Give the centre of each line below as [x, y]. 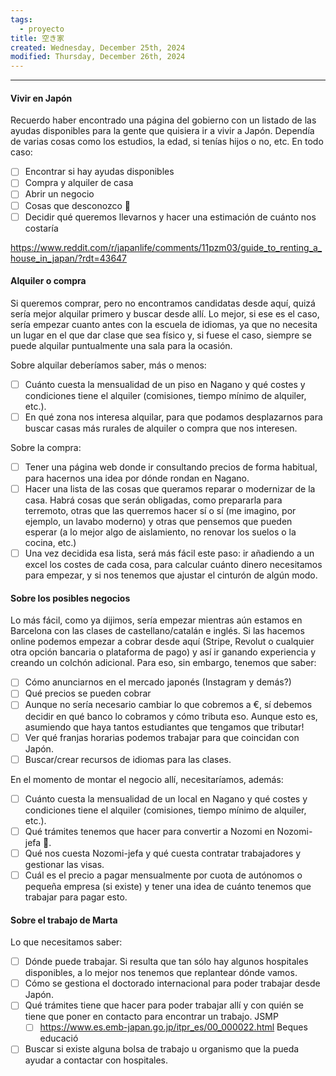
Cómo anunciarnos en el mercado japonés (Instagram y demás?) [158, 682]
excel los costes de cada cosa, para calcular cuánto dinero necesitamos [173, 565]
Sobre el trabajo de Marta [64, 920]
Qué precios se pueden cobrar [88, 693]
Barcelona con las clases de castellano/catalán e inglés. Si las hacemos [157, 631]
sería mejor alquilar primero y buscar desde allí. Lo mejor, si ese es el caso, [165, 313]
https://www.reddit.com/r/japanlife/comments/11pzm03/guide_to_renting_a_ [166, 247]
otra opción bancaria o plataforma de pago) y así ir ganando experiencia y [163, 652]
